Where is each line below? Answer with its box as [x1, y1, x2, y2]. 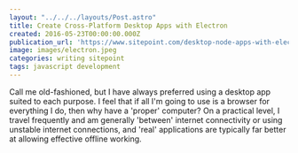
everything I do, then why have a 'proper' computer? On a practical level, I [9, 105, 280, 116]
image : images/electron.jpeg [9, 46, 117, 55]
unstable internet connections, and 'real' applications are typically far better [9, 124, 286, 134]
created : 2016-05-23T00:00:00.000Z [9, 29, 141, 38]
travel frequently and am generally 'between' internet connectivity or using [9, 114, 283, 125]
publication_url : [9, 37, 74, 47]
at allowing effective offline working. [9, 134, 142, 144]
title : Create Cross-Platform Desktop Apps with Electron [9, 21, 228, 30]
